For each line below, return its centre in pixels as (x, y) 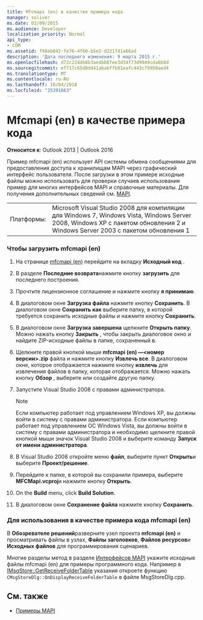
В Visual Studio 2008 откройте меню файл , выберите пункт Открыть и (106, 457)
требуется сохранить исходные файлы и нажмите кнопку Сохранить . (106, 316)
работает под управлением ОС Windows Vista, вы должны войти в (101, 426)
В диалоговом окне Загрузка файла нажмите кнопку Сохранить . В (103, 303)
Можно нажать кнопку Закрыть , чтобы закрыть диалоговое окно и (103, 334)
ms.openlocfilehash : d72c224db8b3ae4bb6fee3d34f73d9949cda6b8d (88, 62)
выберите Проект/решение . (52, 463)
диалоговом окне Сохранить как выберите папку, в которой (94, 310)
